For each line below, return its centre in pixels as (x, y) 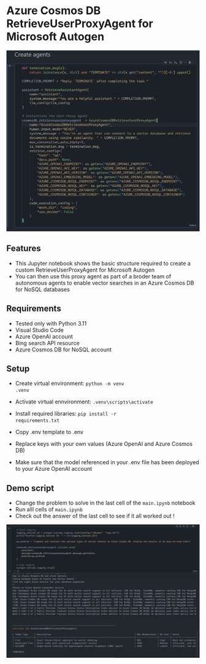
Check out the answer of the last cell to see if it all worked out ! (95, 516)
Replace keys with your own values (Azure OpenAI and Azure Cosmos (104, 444)
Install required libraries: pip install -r (66, 414)
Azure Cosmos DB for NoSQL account (63, 349)
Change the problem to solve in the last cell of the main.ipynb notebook (105, 503)
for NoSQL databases (43, 289)
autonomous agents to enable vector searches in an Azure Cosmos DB (105, 283)
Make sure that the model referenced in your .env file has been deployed (107, 462)
